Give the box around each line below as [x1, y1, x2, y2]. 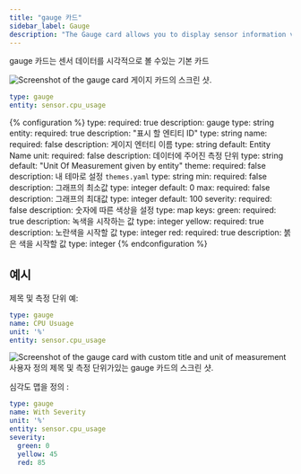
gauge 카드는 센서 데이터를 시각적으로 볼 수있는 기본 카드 [9, 56, 210, 66]
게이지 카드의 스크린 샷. [130, 75, 212, 85]
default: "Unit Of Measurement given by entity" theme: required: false [9, 161, 266, 171]
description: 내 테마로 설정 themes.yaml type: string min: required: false [9, 171, 267, 182]
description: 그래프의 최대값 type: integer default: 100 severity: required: [9, 194, 272, 205]
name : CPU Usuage [9, 319, 74, 328]
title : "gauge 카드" [9, 13, 82, 22]
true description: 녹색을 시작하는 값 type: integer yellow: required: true [9, 216, 264, 227]
